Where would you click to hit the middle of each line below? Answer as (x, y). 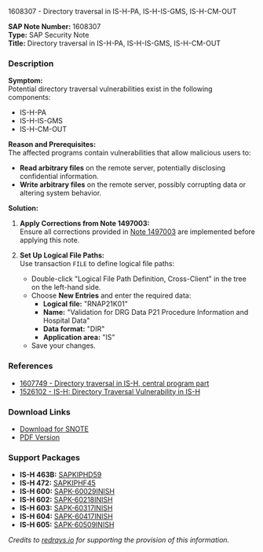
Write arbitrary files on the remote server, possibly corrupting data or (132, 185)
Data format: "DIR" (74, 329)
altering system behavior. (60, 193)
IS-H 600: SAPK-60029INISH (67, 492)
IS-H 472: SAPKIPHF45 (57, 483)
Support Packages (44, 457)
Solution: (24, 208)
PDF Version (40, 437)
